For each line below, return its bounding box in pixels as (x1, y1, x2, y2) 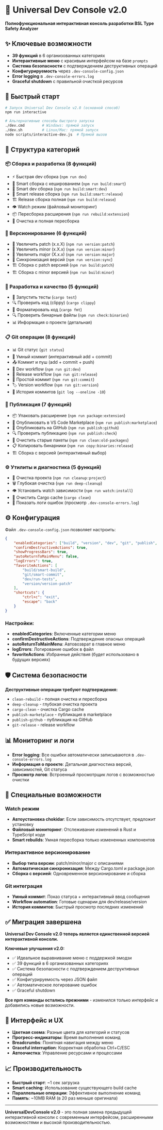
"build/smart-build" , (22, 568, 66, 573)
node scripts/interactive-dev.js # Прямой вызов (5, 132, 108, 137)
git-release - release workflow (12, 722, 75, 727)
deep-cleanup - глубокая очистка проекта (12, 701, 98, 707)
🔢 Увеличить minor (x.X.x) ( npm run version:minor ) (12, 246, 115, 252)
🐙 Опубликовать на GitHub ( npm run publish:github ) (12, 424, 119, 430)
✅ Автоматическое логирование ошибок (12, 982, 97, 988)
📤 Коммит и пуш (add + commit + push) (12, 359, 95, 365)
